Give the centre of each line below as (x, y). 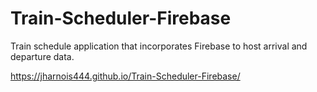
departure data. (42, 56)
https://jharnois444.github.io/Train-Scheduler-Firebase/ (125, 76)
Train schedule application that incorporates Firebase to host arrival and (159, 46)
